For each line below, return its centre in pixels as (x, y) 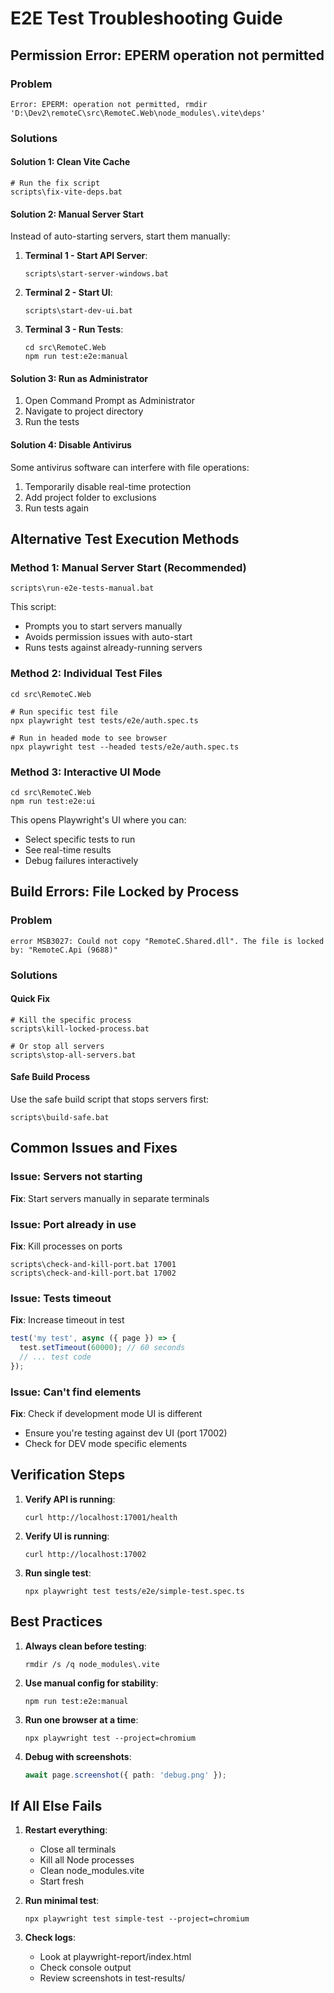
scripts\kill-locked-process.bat (80, 1028)
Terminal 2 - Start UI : (68, 293)
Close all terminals (78, 1849)
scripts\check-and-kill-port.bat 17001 (93, 1264)
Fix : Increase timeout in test (67, 1320)
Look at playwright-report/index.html (115, 1957)
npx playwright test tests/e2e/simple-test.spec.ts (134, 1591)
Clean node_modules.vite (92, 1871)
